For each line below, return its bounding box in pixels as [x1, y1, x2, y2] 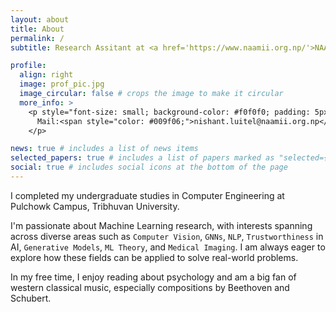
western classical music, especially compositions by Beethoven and [10, 281, 290, 293]
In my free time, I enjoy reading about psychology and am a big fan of [10, 271, 297, 283]
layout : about [10, 14, 70, 25]
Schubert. [10, 292, 52, 304]
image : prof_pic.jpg [19, 79, 105, 90]
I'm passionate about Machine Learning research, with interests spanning [10, 219, 313, 231]
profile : [10, 61, 47, 71]
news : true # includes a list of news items [10, 144, 199, 154]
